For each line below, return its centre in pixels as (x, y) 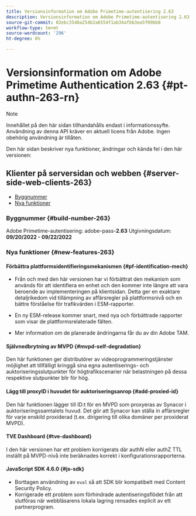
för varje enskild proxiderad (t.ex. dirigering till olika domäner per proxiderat (97, 417)
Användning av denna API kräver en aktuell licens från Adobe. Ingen (88, 131)
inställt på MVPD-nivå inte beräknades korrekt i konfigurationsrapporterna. (96, 455)
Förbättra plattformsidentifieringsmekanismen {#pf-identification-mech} (97, 266)
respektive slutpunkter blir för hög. (48, 378)
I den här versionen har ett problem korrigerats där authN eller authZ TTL (94, 449)
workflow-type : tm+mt (32, 28)
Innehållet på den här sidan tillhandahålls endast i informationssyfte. (88, 125)
